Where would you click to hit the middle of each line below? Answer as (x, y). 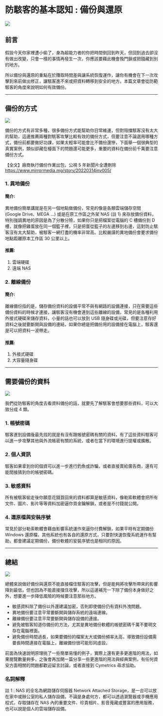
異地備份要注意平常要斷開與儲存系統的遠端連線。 (61, 613)
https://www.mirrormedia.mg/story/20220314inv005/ (58, 170)
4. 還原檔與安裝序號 (28, 517)
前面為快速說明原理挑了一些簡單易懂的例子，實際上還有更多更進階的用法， (79, 653)
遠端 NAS (21, 268)
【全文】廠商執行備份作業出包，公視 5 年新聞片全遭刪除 (61, 165)
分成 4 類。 (20, 409)
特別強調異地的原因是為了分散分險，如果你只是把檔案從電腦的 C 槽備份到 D (80, 220)
